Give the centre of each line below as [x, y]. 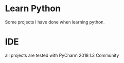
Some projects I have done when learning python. [55, 22]
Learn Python [33, 9]
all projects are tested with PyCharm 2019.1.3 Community [62, 55]
